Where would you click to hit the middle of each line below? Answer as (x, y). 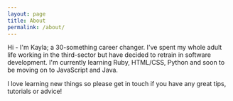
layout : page (27, 14)
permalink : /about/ (36, 27)
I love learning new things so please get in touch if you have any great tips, (117, 84)
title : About (27, 21)
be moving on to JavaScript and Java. (63, 70)
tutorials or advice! (35, 91)
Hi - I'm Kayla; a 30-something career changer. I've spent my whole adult (115, 48)
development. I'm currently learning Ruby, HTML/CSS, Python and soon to (116, 63)
